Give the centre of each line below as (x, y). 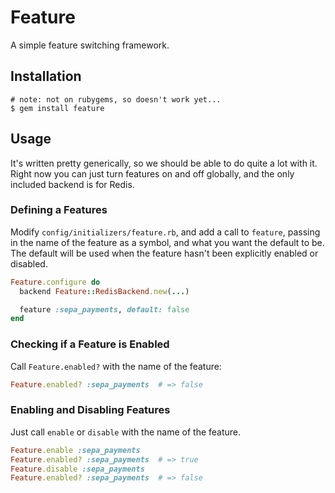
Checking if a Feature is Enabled (90, 344)
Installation (46, 76)
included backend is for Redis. (72, 184)
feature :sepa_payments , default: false (104, 309)
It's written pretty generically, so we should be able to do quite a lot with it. (164, 163)
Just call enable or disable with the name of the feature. (126, 432)
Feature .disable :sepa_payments (77, 469)
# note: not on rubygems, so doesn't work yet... (116, 99)
